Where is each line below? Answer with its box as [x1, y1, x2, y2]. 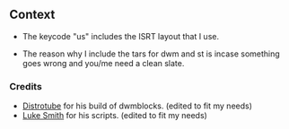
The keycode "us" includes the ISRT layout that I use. [22, 30, 220, 41]
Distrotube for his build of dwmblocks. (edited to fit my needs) [22, 100, 253, 111]
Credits [9, 80, 42, 92]
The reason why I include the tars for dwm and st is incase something [22, 48, 280, 59]
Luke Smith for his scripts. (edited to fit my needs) [22, 110, 208, 121]
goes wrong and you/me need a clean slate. [22, 57, 185, 68]
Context [9, 7, 56, 22]
